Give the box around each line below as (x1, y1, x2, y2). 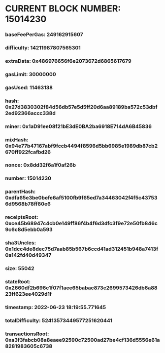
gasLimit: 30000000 (5, 71, 57, 78)
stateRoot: (5, 278, 31, 285)
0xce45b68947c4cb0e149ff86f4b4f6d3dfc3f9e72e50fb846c (5, 220, 158, 227)
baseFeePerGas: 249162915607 (5, 31, 84, 38)
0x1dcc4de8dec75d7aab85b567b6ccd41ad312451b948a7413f (5, 245, 159, 252)
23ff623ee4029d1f (5, 291, 52, 298)
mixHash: (5, 136, 29, 143)
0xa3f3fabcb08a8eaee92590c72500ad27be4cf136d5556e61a (5, 336, 160, 343)
